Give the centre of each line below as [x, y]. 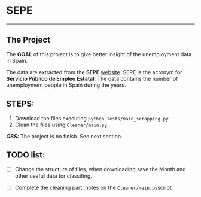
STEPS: [20, 104]
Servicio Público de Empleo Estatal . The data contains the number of [92, 78]
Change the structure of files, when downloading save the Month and [100, 169]
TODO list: [26, 155]
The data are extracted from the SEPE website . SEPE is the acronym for [94, 72]
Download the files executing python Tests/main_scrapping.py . [92, 118]
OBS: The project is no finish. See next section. [64, 136]
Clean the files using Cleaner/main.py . [62, 125]
